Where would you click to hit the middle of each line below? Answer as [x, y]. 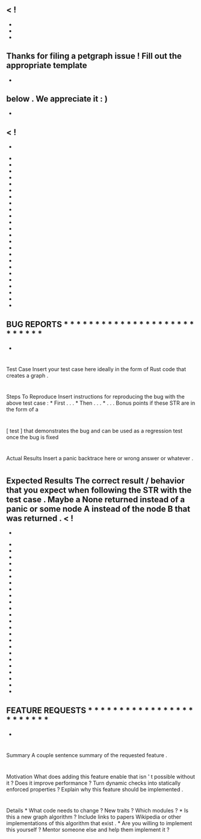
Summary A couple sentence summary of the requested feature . [87, 755]
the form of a [23, 410]
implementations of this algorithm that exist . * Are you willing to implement [99, 823]
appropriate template [47, 66]
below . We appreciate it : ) [57, 99]
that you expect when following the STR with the [99, 490]
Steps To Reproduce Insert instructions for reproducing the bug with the [96, 397]
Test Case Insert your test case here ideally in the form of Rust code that [96, 369]
